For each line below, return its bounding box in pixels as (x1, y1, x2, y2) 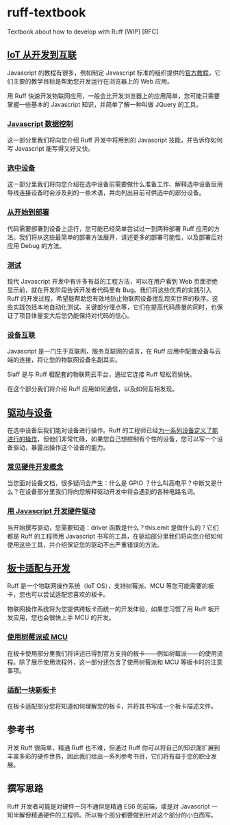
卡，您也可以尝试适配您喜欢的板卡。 (7, 591, 110, 599)
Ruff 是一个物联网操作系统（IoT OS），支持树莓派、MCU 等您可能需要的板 (7, 582, 214, 590)
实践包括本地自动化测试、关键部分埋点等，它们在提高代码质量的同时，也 (12, 303, 217, 311)
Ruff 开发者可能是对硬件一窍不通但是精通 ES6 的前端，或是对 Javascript (7, 802, 210, 810)
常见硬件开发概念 (7, 462, 64, 471)
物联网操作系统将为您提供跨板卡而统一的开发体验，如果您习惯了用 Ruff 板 (7, 605, 214, 613)
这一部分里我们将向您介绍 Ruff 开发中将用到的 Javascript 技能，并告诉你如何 (7, 136, 223, 145)
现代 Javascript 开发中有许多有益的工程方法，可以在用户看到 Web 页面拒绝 (7, 277, 218, 285)
